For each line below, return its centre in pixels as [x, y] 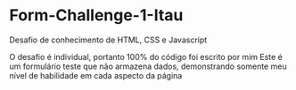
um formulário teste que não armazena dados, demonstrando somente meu [148, 66]
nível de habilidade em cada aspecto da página [96, 75]
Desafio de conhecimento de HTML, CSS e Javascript [108, 40]
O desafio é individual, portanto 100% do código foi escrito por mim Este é [146, 56]
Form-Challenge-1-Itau [96, 15]
